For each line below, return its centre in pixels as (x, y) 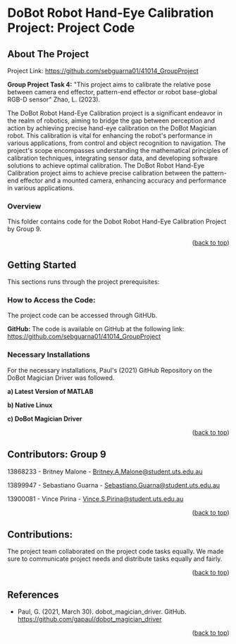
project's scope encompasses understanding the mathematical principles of (118, 150)
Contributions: (40, 534)
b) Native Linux (30, 405)
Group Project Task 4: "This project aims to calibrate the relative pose (109, 85)
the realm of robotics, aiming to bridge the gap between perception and (111, 120)
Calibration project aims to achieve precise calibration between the (104, 173)
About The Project (48, 54)
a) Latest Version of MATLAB (50, 391)
